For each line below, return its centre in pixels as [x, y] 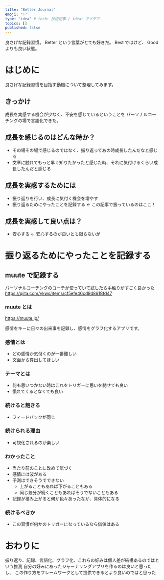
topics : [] [16, 23]
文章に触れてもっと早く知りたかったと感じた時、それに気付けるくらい [83, 162]
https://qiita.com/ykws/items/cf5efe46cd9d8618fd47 [59, 293]
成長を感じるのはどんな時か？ [50, 138]
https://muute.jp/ [22, 318]
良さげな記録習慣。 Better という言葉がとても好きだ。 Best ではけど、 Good [82, 43]
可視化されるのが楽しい [36, 442]
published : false [23, 28]
